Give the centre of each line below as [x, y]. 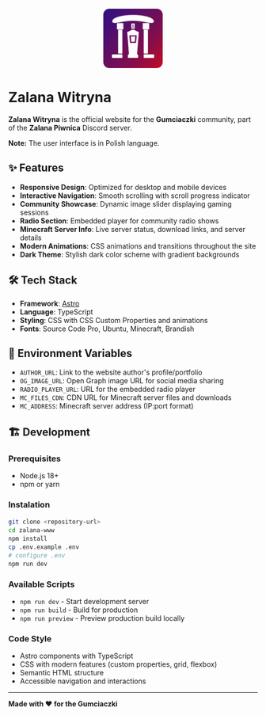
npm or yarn [40, 485]
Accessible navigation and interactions [83, 681]
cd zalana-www [32, 531]
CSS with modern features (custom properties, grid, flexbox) [118, 664]
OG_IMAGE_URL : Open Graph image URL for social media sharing [122, 381]
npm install [28, 539]
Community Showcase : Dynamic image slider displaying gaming [125, 203]
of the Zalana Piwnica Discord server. [70, 127]
